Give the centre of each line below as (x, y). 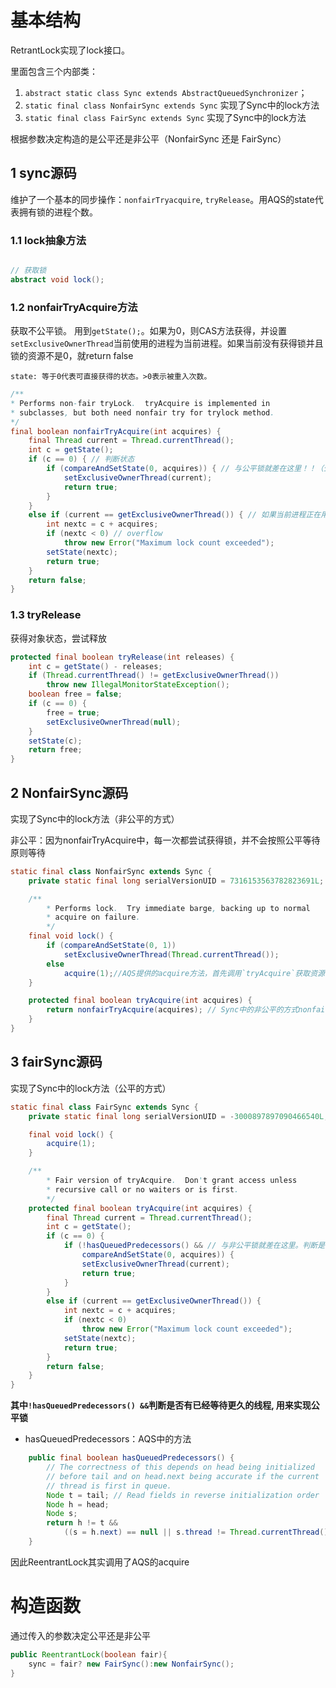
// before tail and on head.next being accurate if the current (183, 1476)
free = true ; (73, 712)
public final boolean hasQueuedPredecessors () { (131, 1458)
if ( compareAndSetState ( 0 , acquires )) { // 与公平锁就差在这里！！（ (185, 469)
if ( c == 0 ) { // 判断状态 (81, 459)
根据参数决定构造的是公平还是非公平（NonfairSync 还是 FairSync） (148, 138)
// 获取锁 (28, 271)
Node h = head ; (78, 1504)
